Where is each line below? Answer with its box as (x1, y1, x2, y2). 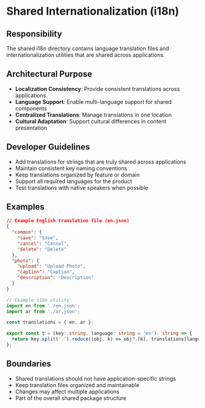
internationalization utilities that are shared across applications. (6, 51, 165, 59)
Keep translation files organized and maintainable (15, 381, 140, 388)
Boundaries (6, 359, 51, 369)
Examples (6, 202, 45, 212)
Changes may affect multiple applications (15, 388, 120, 395)
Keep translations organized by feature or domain (15, 171, 140, 178)
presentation (15, 124, 48, 131)
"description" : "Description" (17, 275, 95, 281)
